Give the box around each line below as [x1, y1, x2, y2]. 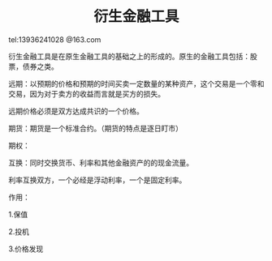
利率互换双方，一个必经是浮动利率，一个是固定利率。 [8, 175, 187, 185]
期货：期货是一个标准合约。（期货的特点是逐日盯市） [8, 123, 183, 133]
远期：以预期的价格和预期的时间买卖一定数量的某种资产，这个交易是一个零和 [8, 79, 265, 88]
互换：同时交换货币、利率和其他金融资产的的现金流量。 [8, 157, 193, 167]
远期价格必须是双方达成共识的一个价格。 [8, 106, 144, 116]
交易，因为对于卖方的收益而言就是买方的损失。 [8, 88, 165, 98]
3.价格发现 [8, 244, 44, 254]
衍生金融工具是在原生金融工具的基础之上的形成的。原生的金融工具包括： [8, 51, 250, 61]
